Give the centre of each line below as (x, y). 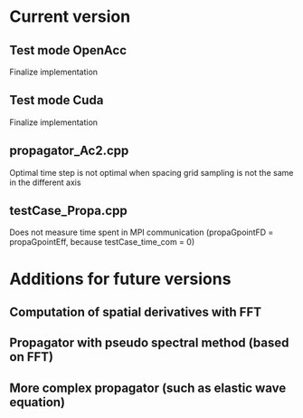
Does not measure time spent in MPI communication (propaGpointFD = (142, 232)
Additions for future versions (120, 279)
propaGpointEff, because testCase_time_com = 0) (102, 242)
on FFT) (32, 357)
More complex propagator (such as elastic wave (148, 388)
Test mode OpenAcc (68, 50)
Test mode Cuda (57, 100)
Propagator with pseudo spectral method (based (149, 343)
